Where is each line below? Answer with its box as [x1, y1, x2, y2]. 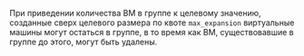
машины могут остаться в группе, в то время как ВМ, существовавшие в [9, 27, 295, 37]
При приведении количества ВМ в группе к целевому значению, [9, 8, 261, 18]
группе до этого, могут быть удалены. [9, 36, 158, 47]
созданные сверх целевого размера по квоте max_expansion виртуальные [9, 17, 295, 28]
